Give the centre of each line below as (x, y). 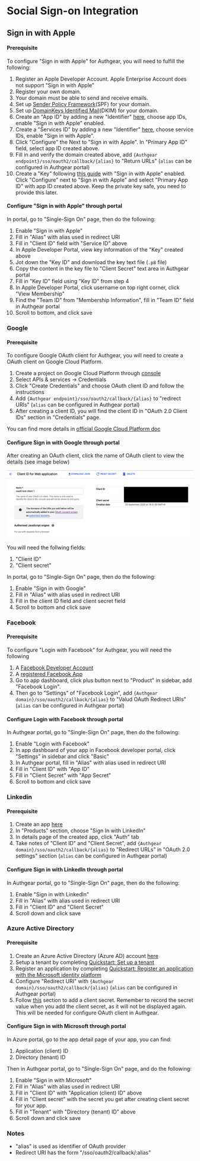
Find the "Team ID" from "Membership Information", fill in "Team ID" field (104, 300)
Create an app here (39, 824)
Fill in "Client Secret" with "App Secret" (63, 775)
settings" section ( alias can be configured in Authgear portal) (91, 856)
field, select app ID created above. (57, 148)
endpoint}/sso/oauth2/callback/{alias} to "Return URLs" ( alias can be (104, 161)
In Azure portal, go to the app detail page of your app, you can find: (89, 1039)
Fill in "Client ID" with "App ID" (52, 769)
